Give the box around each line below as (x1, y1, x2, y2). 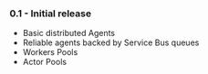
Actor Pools (22, 57, 67, 68)
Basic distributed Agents (22, 28, 116, 39)
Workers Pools (22, 47, 78, 58)
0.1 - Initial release (9, 7, 92, 20)
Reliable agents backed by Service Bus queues (22, 37, 200, 48)
